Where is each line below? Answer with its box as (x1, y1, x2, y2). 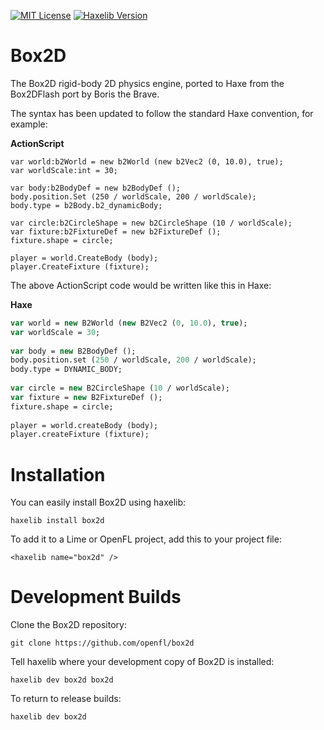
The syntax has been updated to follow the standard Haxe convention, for (10, 107, 314, 119)
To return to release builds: (10, 693, 122, 705)
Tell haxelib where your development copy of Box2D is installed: (10, 656, 275, 668)
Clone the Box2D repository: (10, 619, 127, 631)
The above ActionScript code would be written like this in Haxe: (10, 279, 272, 291)
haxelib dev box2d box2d (10, 675, 114, 685)
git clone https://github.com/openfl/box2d (10, 638, 195, 649)
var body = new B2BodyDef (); (10, 346, 137, 356)
